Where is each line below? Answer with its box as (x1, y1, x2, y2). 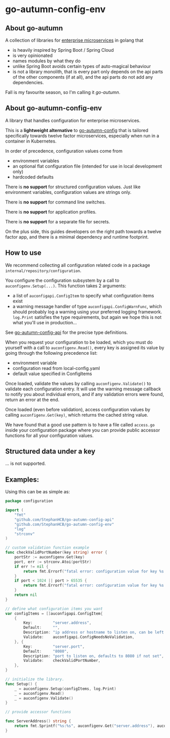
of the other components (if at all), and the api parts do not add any (12, 74, 153, 80)
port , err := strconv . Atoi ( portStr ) (14, 559, 92, 564)
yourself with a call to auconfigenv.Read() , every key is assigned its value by (5, 344, 164, 351)
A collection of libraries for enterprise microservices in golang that (5, 37, 144, 43)
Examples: (5, 475, 39, 484)
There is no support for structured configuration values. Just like (5, 184, 141, 190)
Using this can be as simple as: (5, 489, 70, 495)
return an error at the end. (5, 396, 60, 402)
